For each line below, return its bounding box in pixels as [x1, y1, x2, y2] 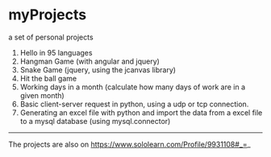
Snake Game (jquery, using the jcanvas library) [19, 64, 176, 74]
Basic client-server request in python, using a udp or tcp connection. [19, 99, 249, 109]
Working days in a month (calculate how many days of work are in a [19, 82, 246, 92]
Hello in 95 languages [19, 48, 93, 57]
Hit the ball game [19, 73, 77, 83]
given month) [19, 90, 65, 100]
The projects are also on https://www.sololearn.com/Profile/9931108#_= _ [8, 139, 252, 149]
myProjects [8, 6, 87, 24]
